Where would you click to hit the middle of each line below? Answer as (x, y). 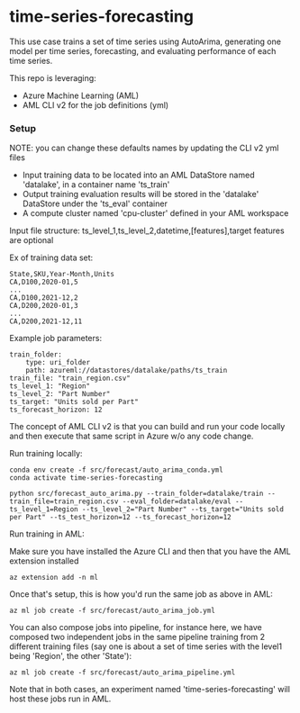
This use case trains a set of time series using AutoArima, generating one (145, 41)
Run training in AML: (47, 534)
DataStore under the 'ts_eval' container (95, 203)
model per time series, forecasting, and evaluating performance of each (143, 50)
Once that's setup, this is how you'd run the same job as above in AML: (141, 594)
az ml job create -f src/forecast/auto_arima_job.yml (113, 611)
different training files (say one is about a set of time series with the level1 (145, 646)
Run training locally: (46, 454)
